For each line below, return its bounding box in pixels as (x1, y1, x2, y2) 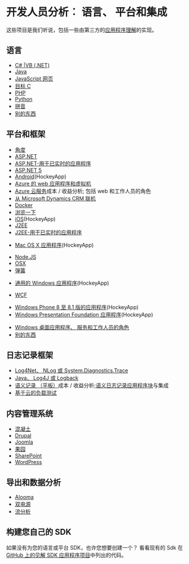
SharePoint (14, 452, 42, 459)
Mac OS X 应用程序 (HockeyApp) (14, 241, 94, 248)
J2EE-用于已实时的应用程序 (14, 229, 82, 236)
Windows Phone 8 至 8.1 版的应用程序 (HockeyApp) (14, 303, 139, 310)
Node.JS (14, 253, 37, 260)
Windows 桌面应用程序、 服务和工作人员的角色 (14, 323, 130, 331)
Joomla (14, 438, 34, 445)
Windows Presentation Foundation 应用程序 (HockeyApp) (14, 311, 153, 318)
